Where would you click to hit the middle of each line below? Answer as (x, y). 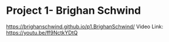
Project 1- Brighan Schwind (74, 11)
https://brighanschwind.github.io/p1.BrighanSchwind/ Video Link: (84, 26)
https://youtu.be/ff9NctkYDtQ (42, 32)
